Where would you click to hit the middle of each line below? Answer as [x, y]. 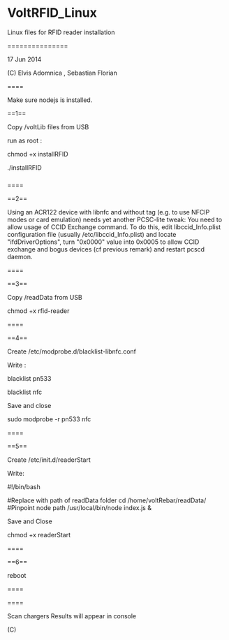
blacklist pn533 [29, 378]
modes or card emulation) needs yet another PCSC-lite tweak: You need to [114, 219]
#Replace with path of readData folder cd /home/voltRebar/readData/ [107, 500]
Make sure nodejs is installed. [50, 100]
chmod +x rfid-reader [38, 311]
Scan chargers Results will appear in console [72, 616]
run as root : [25, 140]
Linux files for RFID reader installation [61, 32]
